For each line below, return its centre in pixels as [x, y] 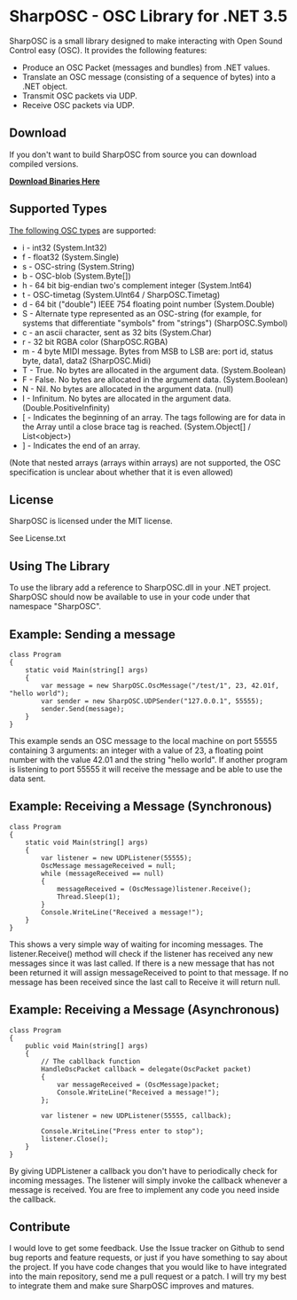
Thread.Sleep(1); [89, 897]
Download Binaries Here [55, 181]
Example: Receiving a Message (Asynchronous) [145, 1010]
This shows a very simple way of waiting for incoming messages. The [137, 944]
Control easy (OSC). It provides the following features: [108, 50]
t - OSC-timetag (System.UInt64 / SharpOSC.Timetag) [121, 294]
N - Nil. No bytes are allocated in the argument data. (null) [128, 388]
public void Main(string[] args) [87, 1045]
